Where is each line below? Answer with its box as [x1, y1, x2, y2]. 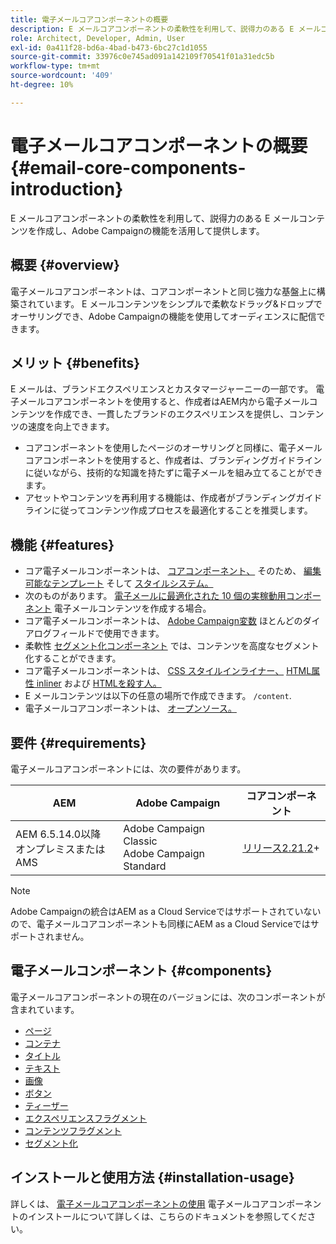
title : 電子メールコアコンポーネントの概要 [10, 14, 169, 25]
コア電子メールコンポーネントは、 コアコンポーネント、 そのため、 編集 [24, 565, 322, 577]
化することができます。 [24, 652, 122, 665]
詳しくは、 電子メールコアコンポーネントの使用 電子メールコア [10, 1197, 270, 1210]
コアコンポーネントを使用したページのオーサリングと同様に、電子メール [24, 442, 323, 454]
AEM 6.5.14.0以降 [15, 827, 102, 841]
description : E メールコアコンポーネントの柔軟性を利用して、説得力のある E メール [10, 24, 322, 34]
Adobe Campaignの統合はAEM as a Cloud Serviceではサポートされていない [10, 905, 322, 917]
